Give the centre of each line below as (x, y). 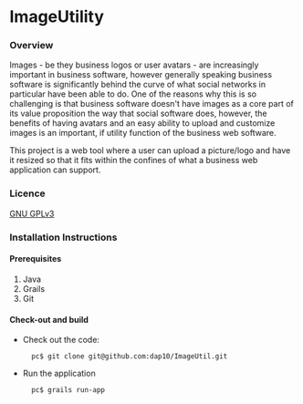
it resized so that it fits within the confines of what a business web (134, 161)
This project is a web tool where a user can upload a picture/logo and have (150, 150)
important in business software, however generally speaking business (141, 75)
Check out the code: (61, 340)
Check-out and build (49, 319)
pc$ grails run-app (68, 390)
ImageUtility (57, 17)
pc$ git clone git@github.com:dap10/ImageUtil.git (130, 357)
